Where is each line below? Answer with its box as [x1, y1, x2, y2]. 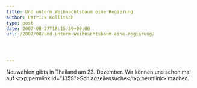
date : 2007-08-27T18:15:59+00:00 [6, 25, 90, 32]
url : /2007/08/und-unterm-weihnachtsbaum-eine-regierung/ [6, 31, 155, 37]
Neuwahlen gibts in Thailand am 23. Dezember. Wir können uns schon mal [6, 68, 191, 75]
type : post [6, 20, 34, 26]
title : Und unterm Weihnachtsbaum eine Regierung [6, 8, 134, 15]
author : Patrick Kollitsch [6, 14, 74, 20]
